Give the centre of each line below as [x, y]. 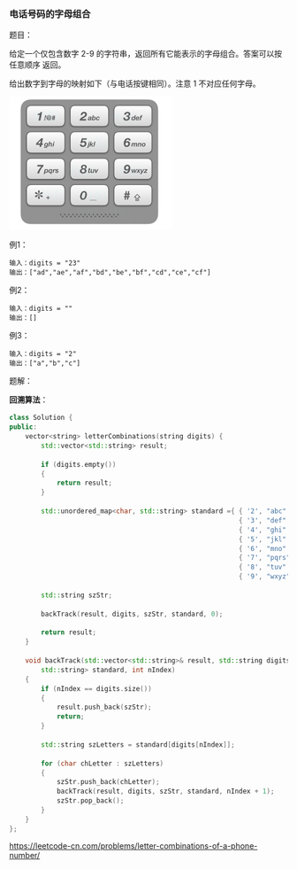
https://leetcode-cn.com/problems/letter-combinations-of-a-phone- [133, 846]
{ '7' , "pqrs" [264, 558]
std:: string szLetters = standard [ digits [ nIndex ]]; [138, 745]
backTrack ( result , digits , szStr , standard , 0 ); [132, 614]
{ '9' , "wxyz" [264, 577]
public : [23, 427]
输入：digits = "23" [45, 263]
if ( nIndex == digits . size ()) [96, 688]
